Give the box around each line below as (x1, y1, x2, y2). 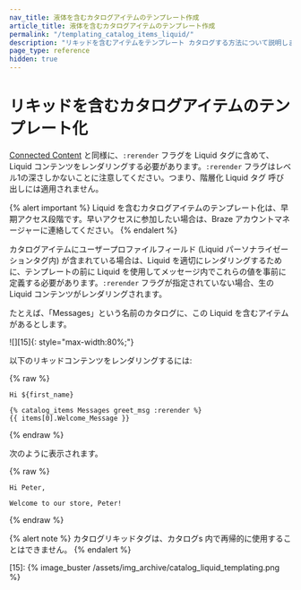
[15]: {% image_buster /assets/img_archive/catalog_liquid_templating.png (9, 561, 280, 573)
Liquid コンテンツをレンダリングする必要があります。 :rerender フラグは (9, 160, 276, 171)
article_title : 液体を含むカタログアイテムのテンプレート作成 (9, 21, 216, 30)
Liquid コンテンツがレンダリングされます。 (9, 288, 168, 299)
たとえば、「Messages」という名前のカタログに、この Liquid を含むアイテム (9, 307, 289, 318)
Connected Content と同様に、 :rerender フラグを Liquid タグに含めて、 (9, 150, 274, 160)
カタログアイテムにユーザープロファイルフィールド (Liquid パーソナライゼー (9, 244, 289, 254)
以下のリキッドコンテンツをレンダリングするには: (9, 355, 193, 365)
